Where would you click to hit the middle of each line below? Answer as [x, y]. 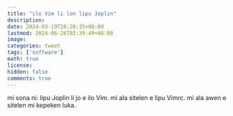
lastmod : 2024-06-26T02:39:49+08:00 [60, 33]
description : [26, 20]
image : [17, 40]
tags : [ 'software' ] [35, 53]
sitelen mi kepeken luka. [42, 106]
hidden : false [28, 72]
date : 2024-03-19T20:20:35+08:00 [56, 26]
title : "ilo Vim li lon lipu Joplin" [62, 14]
